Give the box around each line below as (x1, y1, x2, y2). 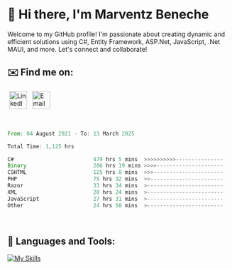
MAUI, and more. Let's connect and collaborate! (7, 45, 148, 53)
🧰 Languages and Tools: (7, 235, 116, 247)
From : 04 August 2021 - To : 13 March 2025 (7, 130, 135, 137)
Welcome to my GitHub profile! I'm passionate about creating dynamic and (7, 30, 226, 38)
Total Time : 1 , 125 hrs (7, 143, 74, 150)
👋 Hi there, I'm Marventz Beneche (7, 6, 209, 23)
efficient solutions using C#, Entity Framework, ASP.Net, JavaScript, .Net (7, 37, 221, 45)
